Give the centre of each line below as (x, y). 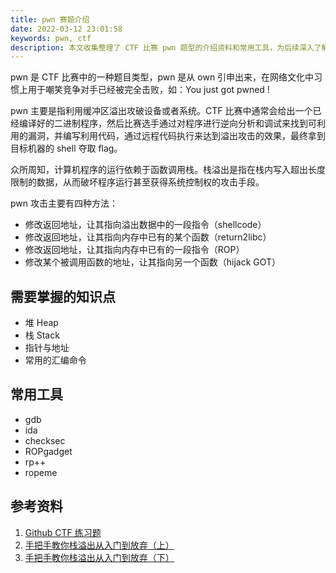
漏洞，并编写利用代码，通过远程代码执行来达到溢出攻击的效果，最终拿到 (176, 136)
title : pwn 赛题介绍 (50, 19)
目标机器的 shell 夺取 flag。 (66, 148)
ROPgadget (48, 451)
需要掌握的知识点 (63, 296)
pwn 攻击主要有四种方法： (64, 203)
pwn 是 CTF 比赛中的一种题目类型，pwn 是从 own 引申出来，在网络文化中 (162, 77)
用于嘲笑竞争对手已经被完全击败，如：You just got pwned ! (148, 90)
